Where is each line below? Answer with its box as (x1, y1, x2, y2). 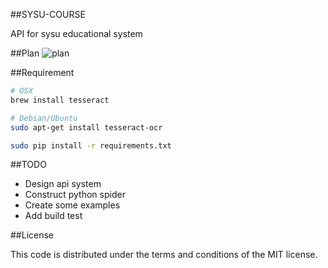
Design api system (24, 178, 102, 190)
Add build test (24, 210, 83, 222)
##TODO (10, 159, 47, 171)
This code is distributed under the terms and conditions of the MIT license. (10, 249, 318, 261)
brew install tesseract (10, 95, 110, 105)
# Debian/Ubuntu (10, 113, 78, 123)
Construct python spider (24, 189, 126, 201)
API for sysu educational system (10, 28, 143, 39)
